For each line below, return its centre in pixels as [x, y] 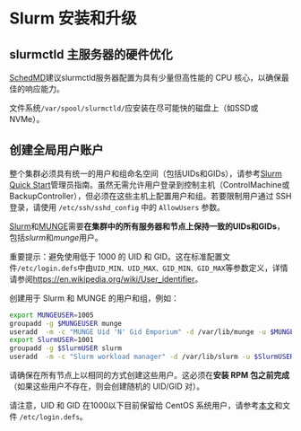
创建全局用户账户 [56, 150]
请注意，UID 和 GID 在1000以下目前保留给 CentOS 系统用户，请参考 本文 [142, 406]
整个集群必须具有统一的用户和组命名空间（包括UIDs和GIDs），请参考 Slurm [146, 173]
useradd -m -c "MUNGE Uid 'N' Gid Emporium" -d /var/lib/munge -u [138, 332]
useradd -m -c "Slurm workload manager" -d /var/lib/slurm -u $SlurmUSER [152, 357]
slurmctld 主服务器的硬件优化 [91, 54]
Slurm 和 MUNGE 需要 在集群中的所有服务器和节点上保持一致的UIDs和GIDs [143, 226]
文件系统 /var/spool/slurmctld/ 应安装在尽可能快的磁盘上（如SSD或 [134, 108]
